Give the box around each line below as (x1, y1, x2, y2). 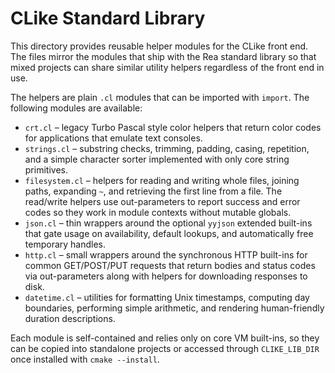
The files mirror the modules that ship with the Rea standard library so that (10, 50, 317, 62)
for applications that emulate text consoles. (24, 132, 203, 144)
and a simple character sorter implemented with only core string (24, 153, 290, 165)
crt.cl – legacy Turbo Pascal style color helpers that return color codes (24, 121, 322, 133)
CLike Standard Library (10, 7, 206, 30)
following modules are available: (10, 102, 143, 114)
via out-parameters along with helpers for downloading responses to (24, 270, 308, 282)
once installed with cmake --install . (10, 353, 160, 365)
